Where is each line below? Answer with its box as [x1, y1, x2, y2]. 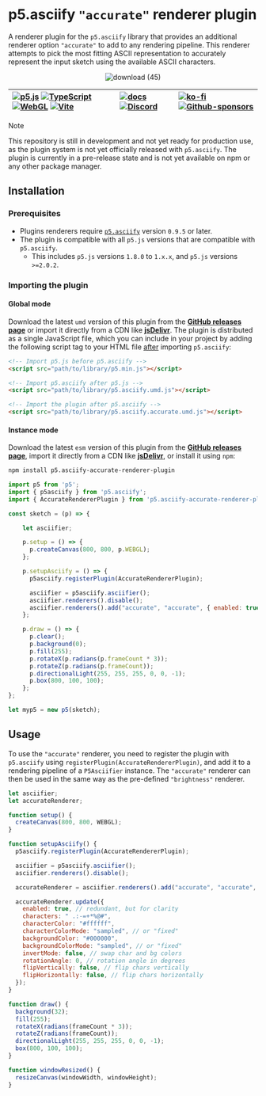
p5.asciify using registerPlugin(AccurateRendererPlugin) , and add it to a [8, 757, 251, 767]
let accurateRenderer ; [8, 797, 83, 805]
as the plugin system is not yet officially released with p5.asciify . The [8, 144, 237, 154]
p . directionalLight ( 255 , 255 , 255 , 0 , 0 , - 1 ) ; [28, 669, 186, 678]
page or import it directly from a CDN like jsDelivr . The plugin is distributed [8, 325, 253, 334]
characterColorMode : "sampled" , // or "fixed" [22, 927, 179, 935]
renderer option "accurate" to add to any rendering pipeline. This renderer [8, 40, 251, 49]
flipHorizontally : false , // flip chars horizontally [22, 972, 203, 980]
